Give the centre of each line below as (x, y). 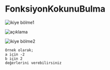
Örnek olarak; (19, 50)
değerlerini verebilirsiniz (33, 63)
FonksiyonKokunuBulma (55, 9)
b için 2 (14, 59)
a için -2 (15, 54)
